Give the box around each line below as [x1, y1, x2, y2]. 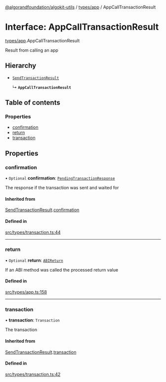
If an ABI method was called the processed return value [5, 267, 119, 273]
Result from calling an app [5, 47, 58, 53]
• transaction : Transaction [5, 317, 60, 323]
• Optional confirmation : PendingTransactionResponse [5, 175, 115, 181]
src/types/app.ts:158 [5, 289, 47, 295]
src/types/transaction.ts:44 [5, 229, 61, 235]
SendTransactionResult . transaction [5, 349, 77, 355]
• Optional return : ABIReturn [5, 257, 63, 263]
